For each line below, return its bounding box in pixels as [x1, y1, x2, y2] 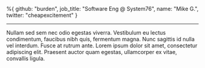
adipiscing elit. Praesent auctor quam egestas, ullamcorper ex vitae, [6, 49, 178, 55]
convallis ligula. [6, 55, 45, 62]
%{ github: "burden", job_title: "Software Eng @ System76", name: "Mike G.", [6, 5, 199, 12]
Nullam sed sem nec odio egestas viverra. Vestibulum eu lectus [6, 29, 166, 36]
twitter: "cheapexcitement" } [6, 12, 78, 19]
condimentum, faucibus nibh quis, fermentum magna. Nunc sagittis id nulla [6, 36, 195, 42]
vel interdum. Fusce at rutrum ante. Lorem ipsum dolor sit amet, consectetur [6, 42, 198, 49]
